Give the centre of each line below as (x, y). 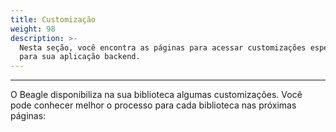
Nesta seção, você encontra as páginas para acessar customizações (163, 47)
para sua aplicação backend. (80, 57)
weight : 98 (33, 29)
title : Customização (53, 19)
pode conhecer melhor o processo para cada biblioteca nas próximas (153, 105)
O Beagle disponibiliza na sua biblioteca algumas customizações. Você (156, 95)
